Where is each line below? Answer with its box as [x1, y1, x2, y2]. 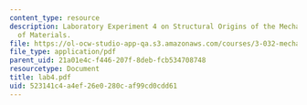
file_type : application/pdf [9, 47, 117, 57]
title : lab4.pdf [9, 73, 71, 82]
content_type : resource [9, 13, 101, 23]
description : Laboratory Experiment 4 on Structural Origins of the [9, 22, 276, 31]
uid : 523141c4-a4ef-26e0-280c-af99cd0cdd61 [9, 81, 178, 90]
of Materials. [17, 30, 71, 39]
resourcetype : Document [9, 65, 101, 74]
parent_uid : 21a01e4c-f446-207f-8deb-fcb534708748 [9, 56, 206, 65]
